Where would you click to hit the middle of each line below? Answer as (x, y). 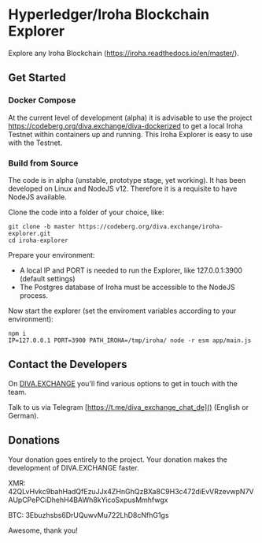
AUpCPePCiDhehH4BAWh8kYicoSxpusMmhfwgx (88, 500)
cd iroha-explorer (38, 240)
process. (34, 295)
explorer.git (30, 233)
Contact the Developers (68, 364)
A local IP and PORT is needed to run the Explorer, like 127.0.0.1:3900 (131, 270)
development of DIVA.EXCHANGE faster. (74, 467)
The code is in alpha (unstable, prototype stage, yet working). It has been (127, 180)
